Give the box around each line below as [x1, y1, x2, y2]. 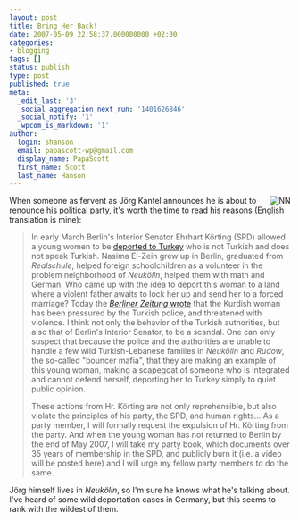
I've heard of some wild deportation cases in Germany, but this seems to [9, 494, 277, 505]
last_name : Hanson [17, 171, 87, 180]
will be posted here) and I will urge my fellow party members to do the [30, 458, 289, 469]
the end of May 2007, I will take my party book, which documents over [30, 439, 290, 450]
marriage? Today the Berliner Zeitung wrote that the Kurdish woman [30, 298, 281, 309]
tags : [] [9, 55, 42, 63]
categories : [9, 38, 54, 47]
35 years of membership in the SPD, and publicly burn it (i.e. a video [30, 449, 283, 459]
